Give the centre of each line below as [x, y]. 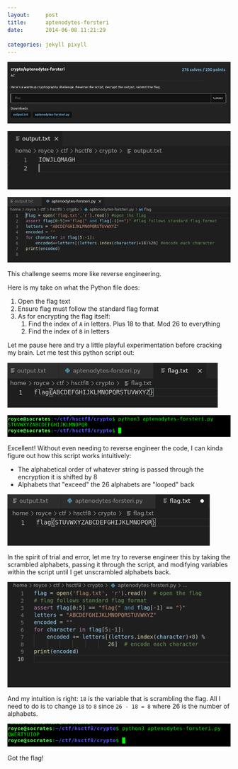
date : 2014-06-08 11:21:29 [57, 30]
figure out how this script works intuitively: [69, 456]
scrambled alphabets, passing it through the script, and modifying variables [118, 565]
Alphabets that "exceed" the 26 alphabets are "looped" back [106, 484]
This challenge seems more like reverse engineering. [84, 274]
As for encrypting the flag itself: [64, 317]
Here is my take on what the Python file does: [74, 287]
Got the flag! [25, 758]
